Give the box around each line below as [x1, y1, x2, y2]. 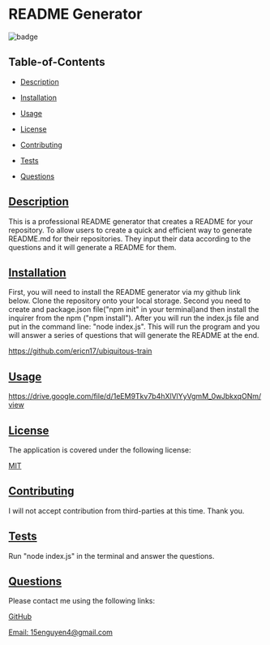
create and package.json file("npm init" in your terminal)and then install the [8, 305, 259, 314]
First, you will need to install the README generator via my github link [8, 288, 241, 297]
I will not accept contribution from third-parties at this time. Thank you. [8, 505, 245, 516]
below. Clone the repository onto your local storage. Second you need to [8, 296, 251, 305]
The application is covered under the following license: [8, 445, 192, 455]
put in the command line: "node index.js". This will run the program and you [8, 322, 260, 331]
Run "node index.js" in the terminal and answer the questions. [8, 551, 215, 561]
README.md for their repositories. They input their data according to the [8, 233, 251, 244]
